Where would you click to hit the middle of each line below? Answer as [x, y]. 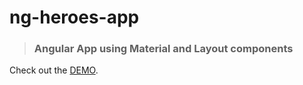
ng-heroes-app [74, 17]
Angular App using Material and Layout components [163, 49]
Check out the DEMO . [54, 70]
